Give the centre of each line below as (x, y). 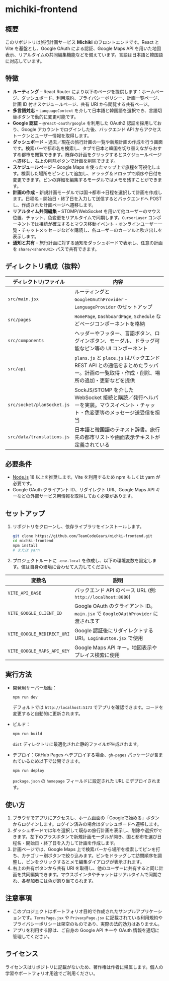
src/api (17, 369)
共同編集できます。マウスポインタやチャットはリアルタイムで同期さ (92, 874)
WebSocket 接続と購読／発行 (109, 398)
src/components (26, 340)
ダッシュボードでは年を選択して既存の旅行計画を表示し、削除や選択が (85, 830)
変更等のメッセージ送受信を (122, 413)
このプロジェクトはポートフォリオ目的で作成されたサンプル (74, 911)
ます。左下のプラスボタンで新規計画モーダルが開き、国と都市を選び (87, 837)
